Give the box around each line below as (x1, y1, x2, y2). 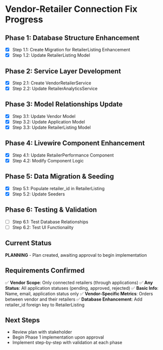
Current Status (5, 239, 52, 247)
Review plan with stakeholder (12, 329, 73, 335)
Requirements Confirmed (5, 267, 85, 275)
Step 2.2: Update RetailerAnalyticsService (12, 85, 98, 91)
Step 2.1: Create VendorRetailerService (12, 80, 91, 86)
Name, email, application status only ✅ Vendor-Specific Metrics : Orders (5, 290, 153, 297)
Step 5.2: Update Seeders (12, 191, 65, 197)
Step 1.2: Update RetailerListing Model (12, 52, 90, 58)
